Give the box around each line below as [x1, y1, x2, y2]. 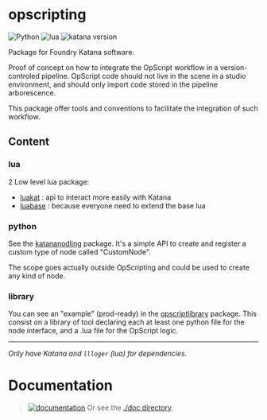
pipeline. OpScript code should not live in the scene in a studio [41, 71, 246, 80]
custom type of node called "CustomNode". [8, 247, 151, 256]
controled [8, 71, 40, 80]
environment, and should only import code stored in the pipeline [8, 80, 219, 89]
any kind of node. [8, 270, 66, 280]
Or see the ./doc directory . [87, 403, 174, 413]
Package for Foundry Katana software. [8, 47, 135, 56]
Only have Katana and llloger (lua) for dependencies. [8, 348, 188, 359]
